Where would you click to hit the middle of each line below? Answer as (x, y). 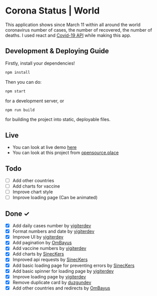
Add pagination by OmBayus (42, 243)
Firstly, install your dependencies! (40, 63)
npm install (18, 72)
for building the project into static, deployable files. (58, 119)
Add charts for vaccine (36, 186)
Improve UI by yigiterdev (38, 237)
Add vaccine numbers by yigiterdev (49, 248)
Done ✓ (18, 213)
